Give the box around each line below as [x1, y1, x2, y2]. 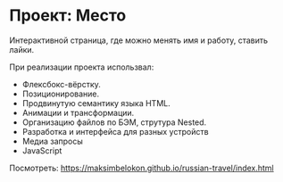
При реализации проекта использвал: [9, 62, 154, 72]
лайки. [9, 44, 35, 54]
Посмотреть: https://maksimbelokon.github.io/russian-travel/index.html [9, 162, 274, 173]
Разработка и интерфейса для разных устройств [21, 126, 209, 136]
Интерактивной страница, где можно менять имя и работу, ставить [9, 35, 269, 45]
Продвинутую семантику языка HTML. [21, 97, 171, 108]
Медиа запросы [21, 136, 83, 146]
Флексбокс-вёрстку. [21, 79, 101, 89]
